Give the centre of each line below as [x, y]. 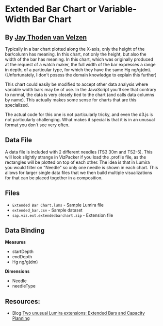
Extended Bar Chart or [51, 9]
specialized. [17, 105]
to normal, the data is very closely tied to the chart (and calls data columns [80, 95]
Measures [15, 242]
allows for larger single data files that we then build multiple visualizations [79, 173]
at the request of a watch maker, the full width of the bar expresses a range [81, 65]
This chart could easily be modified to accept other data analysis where [77, 84]
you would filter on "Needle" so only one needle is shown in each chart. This [81, 167]
